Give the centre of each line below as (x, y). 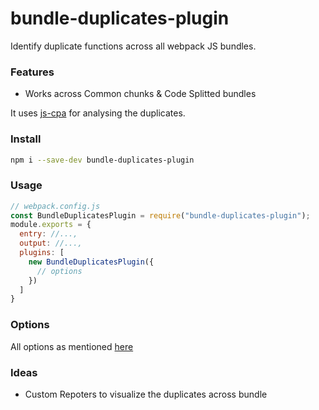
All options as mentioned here (72, 346)
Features (32, 72)
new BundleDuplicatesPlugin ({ (91, 262)
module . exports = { (51, 225)
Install (26, 139)
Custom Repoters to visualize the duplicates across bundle (146, 394)
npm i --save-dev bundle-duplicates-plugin (102, 160)
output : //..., (51, 243)
